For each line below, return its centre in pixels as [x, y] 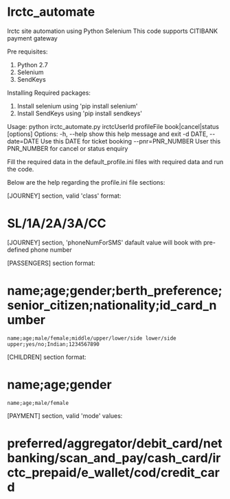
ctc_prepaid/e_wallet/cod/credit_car [113, 473]
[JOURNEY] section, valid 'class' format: [64, 196]
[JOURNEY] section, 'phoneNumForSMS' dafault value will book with [105, 242]
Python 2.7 [32, 65]
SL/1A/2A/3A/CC [57, 223]
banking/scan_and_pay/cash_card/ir [114, 458]
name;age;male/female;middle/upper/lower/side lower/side [92, 338]
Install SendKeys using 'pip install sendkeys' [80, 113]
